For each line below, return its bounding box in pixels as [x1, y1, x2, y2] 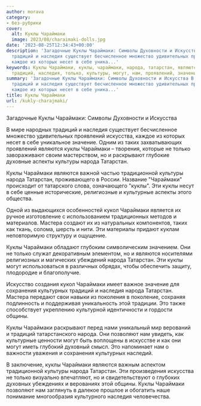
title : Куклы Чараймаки [6, 92, 66, 98]
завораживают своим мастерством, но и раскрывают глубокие [6, 151, 170, 159]
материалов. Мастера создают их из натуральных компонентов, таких [6, 219, 188, 226]
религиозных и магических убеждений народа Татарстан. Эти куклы [6, 256, 184, 263]
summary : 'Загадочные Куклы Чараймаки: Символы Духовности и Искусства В [6, 75, 194, 81]
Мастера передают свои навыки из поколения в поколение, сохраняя [6, 293, 185, 300]
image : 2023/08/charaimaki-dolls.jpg [11, 37, 106, 43]
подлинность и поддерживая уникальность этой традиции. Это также [6, 299, 186, 307]
